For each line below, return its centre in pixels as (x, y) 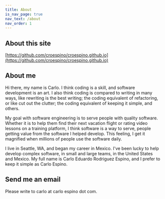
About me (20, 76)
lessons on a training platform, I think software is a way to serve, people (78, 128)
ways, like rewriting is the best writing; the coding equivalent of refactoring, (82, 98)
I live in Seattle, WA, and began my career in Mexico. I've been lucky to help (82, 148)
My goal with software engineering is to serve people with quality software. (82, 118)
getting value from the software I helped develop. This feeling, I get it (75, 134)
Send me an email (33, 180)
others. (12, 108)
